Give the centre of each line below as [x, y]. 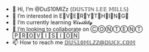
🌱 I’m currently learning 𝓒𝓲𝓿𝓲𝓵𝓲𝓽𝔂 [52, 22]
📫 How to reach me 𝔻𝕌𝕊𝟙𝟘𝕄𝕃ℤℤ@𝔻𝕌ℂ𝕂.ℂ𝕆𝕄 [74, 42]
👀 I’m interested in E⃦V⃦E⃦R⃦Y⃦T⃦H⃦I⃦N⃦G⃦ [70, 16]
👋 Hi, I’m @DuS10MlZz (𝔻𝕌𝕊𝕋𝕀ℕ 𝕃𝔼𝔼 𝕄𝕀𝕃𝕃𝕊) [70, 9]
